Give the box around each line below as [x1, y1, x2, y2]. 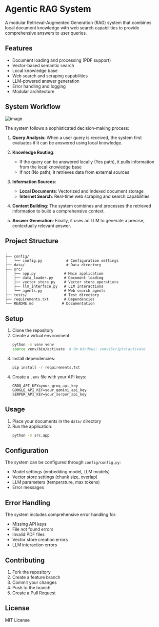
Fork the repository [12, 569, 51, 575]
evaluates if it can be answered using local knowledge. [12, 139, 123, 145]
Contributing [5, 556, 45, 564]
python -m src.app [12, 433, 50, 438]
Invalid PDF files [12, 532, 45, 537]
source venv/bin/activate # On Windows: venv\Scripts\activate [12, 347, 146, 352]
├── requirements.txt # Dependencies [5, 297, 95, 302]
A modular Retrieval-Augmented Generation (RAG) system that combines [5, 20, 152, 25]
